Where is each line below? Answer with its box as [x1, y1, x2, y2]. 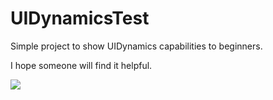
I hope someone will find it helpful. [10, 59, 153, 71]
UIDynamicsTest [10, 7, 150, 30]
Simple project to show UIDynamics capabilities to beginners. [10, 40, 263, 52]
